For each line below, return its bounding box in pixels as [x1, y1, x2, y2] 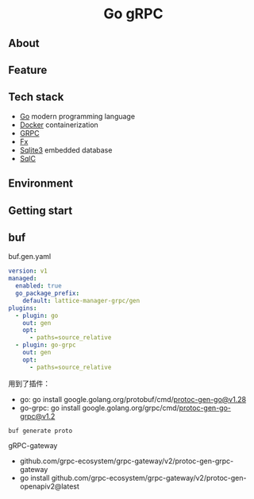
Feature [8, 63, 48, 76]
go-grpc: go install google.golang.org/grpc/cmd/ [19, 403, 180, 412]
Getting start [8, 203, 73, 217]
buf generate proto [8, 427, 73, 435]
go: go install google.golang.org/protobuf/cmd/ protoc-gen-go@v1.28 [19, 394, 247, 404]
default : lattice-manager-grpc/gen [22, 296, 140, 304]
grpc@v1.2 [19, 411, 56, 421]
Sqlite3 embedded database [19, 145, 113, 155]
